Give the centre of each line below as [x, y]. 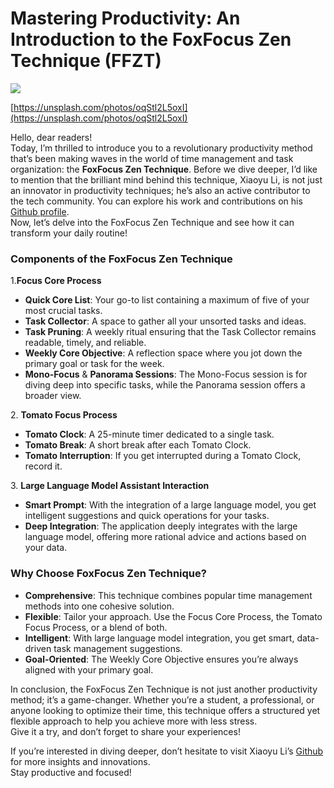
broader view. [53, 396]
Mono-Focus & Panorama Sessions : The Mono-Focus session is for [166, 374]
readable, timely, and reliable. [85, 343]
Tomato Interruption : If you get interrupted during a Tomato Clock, [163, 456]
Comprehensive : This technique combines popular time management [168, 595]
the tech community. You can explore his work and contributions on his [156, 201]
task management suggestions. [118, 648]
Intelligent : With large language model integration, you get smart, [159, 638]
